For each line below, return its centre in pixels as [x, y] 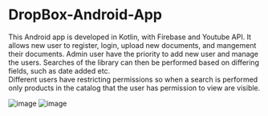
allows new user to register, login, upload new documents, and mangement [132, 45]
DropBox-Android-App [85, 15]
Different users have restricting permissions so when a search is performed [133, 79]
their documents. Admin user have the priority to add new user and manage [134, 54]
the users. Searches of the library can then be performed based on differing [134, 62]
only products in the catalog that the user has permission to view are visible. [134, 88]
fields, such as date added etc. [59, 70]
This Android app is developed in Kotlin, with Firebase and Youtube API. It [130, 37]
